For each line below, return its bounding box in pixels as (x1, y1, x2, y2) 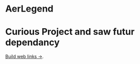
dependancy (5, 37, 60, 48)
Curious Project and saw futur (5, 26, 135, 38)
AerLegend (5, 3, 53, 15)
